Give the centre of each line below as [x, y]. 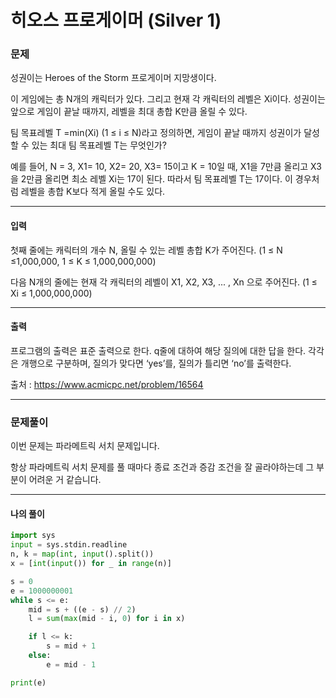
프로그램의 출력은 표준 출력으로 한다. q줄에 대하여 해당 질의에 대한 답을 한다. [158, 350]
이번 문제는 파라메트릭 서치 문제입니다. [85, 446]
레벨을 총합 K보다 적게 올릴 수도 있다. [93, 192]
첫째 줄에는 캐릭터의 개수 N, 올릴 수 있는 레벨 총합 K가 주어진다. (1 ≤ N [146, 250]
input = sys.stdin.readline [69, 545]
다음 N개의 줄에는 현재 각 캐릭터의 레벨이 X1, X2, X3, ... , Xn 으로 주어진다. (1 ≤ [164, 282]
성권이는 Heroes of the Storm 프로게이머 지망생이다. [113, 78]
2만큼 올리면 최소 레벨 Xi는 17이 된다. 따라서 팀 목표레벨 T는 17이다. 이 [156, 179]
